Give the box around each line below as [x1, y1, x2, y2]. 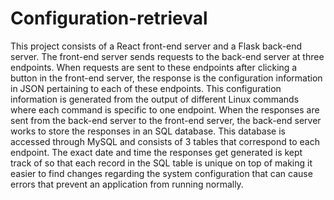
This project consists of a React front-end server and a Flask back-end [10, 40, 303, 52]
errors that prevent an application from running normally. [10, 178, 244, 190]
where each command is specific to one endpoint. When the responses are [10, 103, 320, 116]
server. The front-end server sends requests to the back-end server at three [10, 50, 325, 62]
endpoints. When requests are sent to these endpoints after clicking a [10, 61, 298, 73]
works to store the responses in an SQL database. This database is [10, 125, 286, 137]
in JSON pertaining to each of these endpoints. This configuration [10, 82, 282, 94]
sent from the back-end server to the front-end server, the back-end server [10, 114, 322, 126]
